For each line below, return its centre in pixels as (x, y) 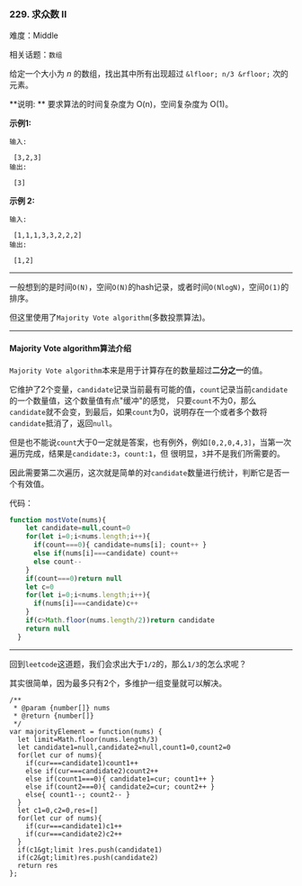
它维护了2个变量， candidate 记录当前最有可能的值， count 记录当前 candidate (149, 389)
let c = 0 (40, 587)
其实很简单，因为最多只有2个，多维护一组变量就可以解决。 (118, 683)
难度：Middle (34, 36)
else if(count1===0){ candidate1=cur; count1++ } (120, 779)
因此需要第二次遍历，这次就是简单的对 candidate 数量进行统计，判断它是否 (146, 472)
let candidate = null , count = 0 (78, 529)
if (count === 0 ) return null (74, 578)
